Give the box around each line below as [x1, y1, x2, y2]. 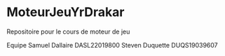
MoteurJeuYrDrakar [6, 4, 125, 20]
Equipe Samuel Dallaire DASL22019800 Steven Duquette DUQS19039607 [6, 41, 218, 49]
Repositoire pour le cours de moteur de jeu [6, 27, 130, 36]
